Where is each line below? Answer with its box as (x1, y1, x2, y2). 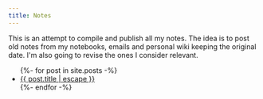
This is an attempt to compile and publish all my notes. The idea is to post (8, 33, 249, 43)
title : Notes (8, 11, 52, 20)
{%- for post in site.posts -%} (19, 65, 118, 75)
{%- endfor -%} (19, 82, 73, 92)
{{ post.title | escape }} (19, 74, 96, 83)
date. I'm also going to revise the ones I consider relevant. (8, 50, 198, 59)
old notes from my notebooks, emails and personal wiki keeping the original (8, 41, 257, 51)
